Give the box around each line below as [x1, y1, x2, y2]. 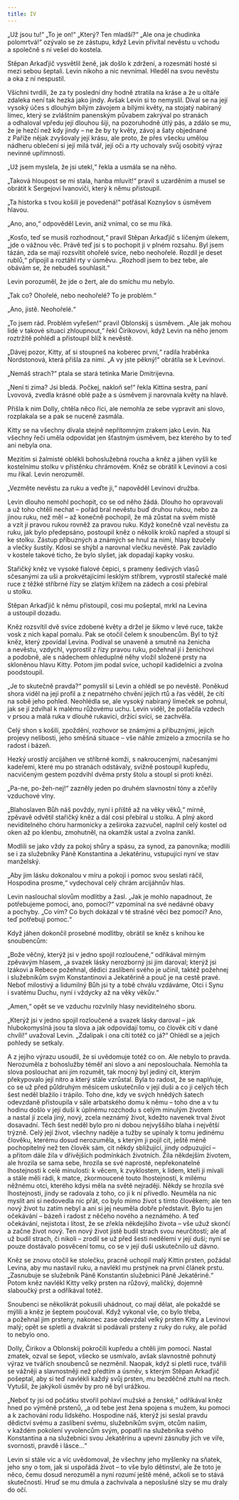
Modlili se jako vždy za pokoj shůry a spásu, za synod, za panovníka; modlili [7, 841, 230, 850]
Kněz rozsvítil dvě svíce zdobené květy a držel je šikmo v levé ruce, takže [7, 622, 223, 631]
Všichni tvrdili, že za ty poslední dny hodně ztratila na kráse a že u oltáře [7, 88, 220, 96]
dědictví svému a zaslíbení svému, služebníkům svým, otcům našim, [7, 1418, 208, 1427]
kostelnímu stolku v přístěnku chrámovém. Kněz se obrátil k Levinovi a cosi [7, 462, 228, 471]
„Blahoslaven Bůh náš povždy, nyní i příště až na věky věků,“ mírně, [7, 805, 206, 814]
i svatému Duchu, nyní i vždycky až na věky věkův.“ [7, 988, 159, 996]
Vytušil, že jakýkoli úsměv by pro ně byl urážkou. [7, 1382, 151, 1390]
